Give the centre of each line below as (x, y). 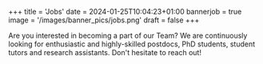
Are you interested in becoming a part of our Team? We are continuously (128, 36)
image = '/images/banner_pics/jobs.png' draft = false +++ (104, 20)
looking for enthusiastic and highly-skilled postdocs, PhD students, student (132, 44)
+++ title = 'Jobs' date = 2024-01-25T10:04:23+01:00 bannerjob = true (125, 12)
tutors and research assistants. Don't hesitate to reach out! (105, 52)
